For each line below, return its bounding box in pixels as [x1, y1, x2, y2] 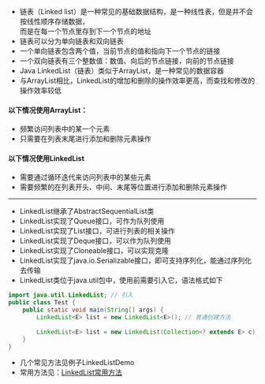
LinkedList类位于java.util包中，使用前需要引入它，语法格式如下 [19, 275, 223, 285]
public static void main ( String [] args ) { [22, 306, 164, 314]
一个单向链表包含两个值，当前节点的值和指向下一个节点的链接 [19, 47, 221, 55]
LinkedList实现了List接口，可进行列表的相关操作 [19, 226, 176, 236]
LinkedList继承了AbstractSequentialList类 [19, 207, 155, 216]
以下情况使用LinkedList [8, 153, 85, 163]
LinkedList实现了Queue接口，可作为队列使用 [19, 216, 165, 226]
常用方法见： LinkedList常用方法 [19, 367, 122, 377]
